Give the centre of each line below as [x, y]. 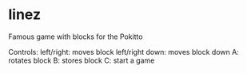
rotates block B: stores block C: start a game [82, 60]
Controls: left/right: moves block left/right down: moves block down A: [124, 52]
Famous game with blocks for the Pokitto [76, 36]
